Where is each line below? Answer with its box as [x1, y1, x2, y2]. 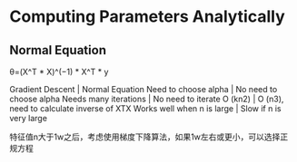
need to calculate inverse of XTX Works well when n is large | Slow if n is [9, 103, 282, 114]
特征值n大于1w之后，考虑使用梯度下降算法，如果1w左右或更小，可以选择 [9, 131, 281, 142]
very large [9, 113, 48, 123]
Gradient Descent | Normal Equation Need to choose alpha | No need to [9, 84, 278, 94]
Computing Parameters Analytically [9, 6, 286, 27]
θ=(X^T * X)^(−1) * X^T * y [9, 66, 109, 77]
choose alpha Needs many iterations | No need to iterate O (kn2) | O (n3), [9, 93, 284, 104]
